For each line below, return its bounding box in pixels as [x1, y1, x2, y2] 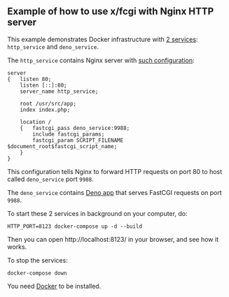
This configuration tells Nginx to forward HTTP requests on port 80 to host [7, 167, 223, 175]
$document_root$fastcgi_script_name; [7, 143, 118, 150]
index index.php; [20, 106, 71, 113]
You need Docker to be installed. [7, 282, 102, 290]
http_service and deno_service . [7, 42, 99, 51]
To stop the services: [7, 256, 68, 264]
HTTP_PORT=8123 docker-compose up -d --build [7, 223, 142, 230]
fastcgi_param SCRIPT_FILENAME [32, 136, 124, 144]
